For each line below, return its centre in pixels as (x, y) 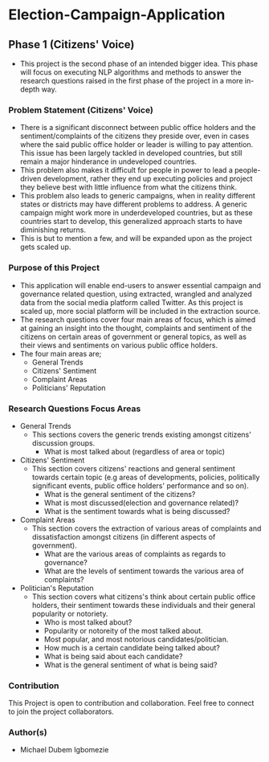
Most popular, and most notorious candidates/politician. (136, 639)
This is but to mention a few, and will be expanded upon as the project (136, 238)
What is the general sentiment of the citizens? (120, 494)
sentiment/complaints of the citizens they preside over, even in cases (134, 136)
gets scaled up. (45, 247)
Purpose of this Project (54, 268)
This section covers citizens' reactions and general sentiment (133, 468)
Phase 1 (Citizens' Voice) (71, 45)
